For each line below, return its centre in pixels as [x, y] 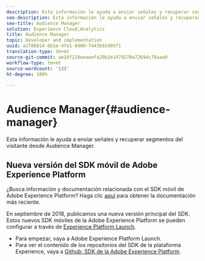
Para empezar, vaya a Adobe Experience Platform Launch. [88, 238]
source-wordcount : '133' [38, 68]
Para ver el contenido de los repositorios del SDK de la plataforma [98, 245]
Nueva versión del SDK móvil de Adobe [82, 165]
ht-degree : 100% [27, 74]
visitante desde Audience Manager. [51, 146]
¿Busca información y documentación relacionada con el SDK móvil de [95, 189]
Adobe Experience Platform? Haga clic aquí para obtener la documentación [101, 196]
